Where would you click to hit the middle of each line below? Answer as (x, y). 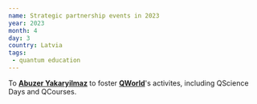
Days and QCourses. (43, 91)
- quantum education (46, 61)
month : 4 (23, 30)
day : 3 (19, 38)
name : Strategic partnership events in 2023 (84, 16)
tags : (17, 53)
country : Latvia (35, 46)
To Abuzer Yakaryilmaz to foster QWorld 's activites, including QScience (128, 83)
